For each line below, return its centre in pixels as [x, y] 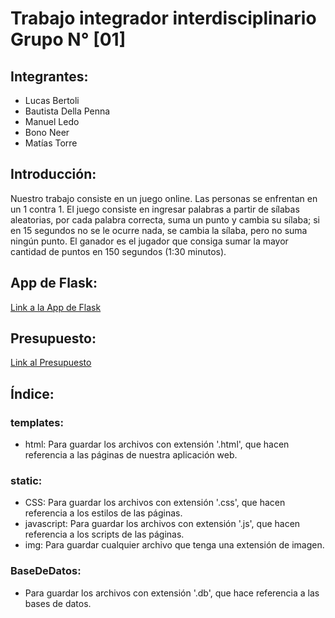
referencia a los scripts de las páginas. [104, 534]
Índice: [32, 393]
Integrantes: [49, 76]
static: [26, 481]
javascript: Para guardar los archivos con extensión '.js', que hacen [162, 524]
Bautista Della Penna [67, 111]
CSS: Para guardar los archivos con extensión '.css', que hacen [155, 503]
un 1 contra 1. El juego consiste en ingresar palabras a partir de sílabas [155, 209]
